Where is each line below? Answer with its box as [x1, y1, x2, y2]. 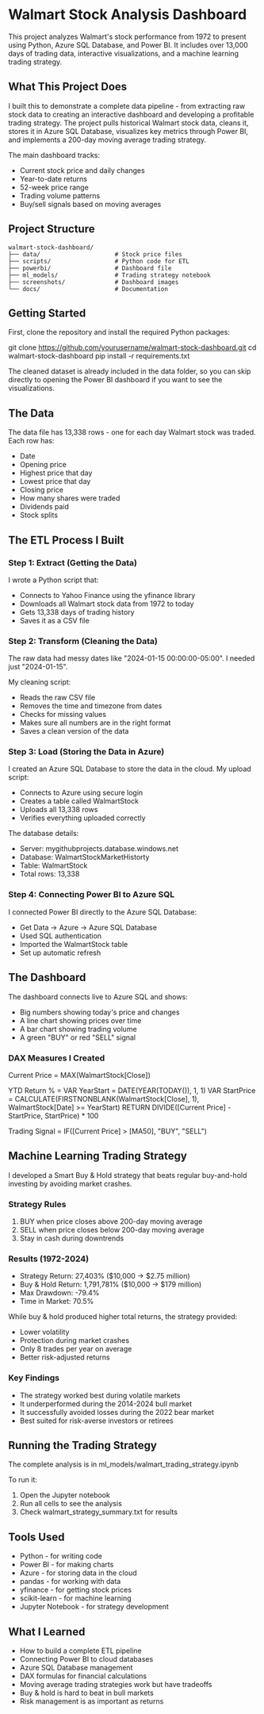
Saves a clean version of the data [19, 727, 129, 736]
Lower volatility [19, 1327, 70, 1337]
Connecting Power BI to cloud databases [19, 1655, 154, 1664]
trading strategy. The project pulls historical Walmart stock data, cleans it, [8, 117, 249, 128]
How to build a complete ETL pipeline [19, 1646, 142, 1655]
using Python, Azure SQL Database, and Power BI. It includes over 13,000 [8, 40, 248, 49]
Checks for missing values [19, 710, 107, 719]
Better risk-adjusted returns [19, 1352, 111, 1362]
